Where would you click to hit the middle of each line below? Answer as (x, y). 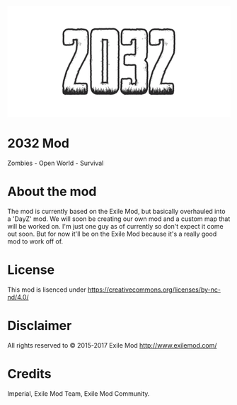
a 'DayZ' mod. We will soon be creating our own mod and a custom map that (119, 219)
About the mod (52, 192)
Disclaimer (40, 326)
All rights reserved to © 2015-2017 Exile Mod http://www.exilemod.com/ (112, 345)
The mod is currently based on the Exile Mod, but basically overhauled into (116, 211)
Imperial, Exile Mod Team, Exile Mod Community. (79, 393)
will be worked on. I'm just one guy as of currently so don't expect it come (116, 226)
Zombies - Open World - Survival (56, 163)
